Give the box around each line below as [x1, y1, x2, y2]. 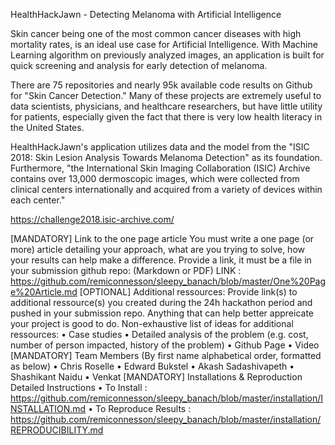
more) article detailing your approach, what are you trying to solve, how [10, 244, 305, 255]
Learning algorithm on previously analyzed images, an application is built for [10, 49, 325, 61]
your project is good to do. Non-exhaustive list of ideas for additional [10, 318, 294, 329]
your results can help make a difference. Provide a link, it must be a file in [10, 254, 312, 266]
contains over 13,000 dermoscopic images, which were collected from [10, 173, 300, 184]
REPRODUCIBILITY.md [10, 424, 104, 436]
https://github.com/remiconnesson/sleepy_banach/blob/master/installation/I [10, 392, 324, 404]
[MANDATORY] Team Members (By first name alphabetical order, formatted [10, 350, 322, 361]
